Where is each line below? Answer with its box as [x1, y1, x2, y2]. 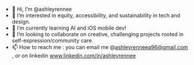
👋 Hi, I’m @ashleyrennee [11, 6, 73, 12]
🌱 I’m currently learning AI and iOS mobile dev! [11, 24, 127, 31]
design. [11, 18, 31, 25]
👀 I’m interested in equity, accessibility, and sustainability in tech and [11, 12, 180, 19]
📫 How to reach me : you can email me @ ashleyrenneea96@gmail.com [11, 44, 189, 50]
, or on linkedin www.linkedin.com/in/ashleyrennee [11, 52, 136, 59]
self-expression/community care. [11, 37, 93, 44]
